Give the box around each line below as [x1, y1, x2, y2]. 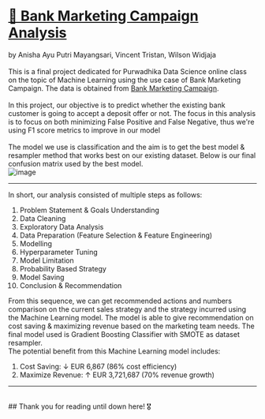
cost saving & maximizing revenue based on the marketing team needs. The [8, 321, 255, 331]
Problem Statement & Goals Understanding [19, 205, 160, 215]
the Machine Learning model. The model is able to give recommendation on [8, 312, 254, 322]
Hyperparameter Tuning [19, 247, 99, 256]
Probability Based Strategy [19, 264, 106, 273]
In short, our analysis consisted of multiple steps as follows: [8, 189, 203, 200]
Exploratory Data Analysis [19, 222, 104, 231]
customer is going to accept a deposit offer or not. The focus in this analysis [8, 108, 256, 118]
